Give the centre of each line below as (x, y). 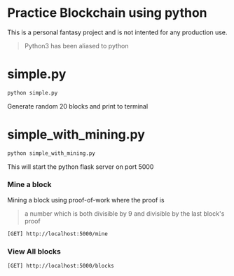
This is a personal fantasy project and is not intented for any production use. (117, 32)
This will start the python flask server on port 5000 (81, 167)
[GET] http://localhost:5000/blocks (61, 266)
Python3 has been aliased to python (76, 46)
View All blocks (34, 251)
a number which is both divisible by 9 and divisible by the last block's (124, 213)
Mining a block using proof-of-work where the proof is (86, 200)
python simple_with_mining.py (51, 153)
